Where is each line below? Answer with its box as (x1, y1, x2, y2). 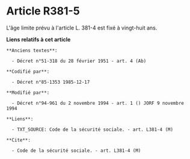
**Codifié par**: (6, 68, 50, 75)
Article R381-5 (6, 4, 80, 18)
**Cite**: (6, 137, 31, 143)
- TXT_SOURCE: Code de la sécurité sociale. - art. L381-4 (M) (11, 126, 173, 132)
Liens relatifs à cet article (6, 36, 71, 43)
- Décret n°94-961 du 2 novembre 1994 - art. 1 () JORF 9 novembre (11, 100, 185, 106)
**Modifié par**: (6, 89, 50, 96)
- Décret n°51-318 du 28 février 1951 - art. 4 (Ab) (11, 58, 147, 64)
